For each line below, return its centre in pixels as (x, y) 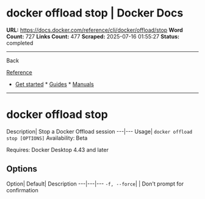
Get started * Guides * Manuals (55, 84)
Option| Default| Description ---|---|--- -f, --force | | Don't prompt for (95, 184)
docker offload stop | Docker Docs (95, 13)
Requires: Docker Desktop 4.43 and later (57, 150)
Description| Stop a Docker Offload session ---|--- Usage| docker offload (99, 131)
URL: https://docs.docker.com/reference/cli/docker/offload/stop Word (95, 30)
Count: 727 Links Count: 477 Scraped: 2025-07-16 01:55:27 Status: (93, 36)
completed (20, 43)
